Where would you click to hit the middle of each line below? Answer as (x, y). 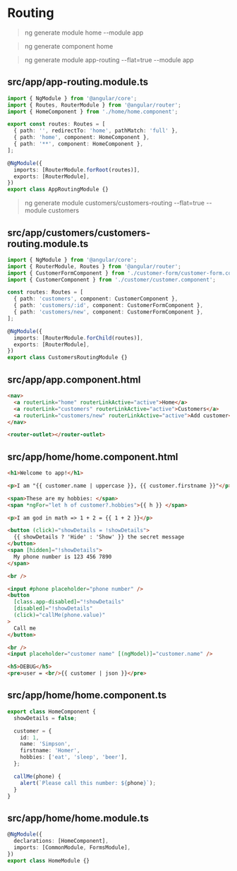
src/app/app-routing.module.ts (78, 82)
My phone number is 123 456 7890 (63, 557)
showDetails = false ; (45, 718)
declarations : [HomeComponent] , (61, 841)
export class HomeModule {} (49, 860)
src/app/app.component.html (74, 379)
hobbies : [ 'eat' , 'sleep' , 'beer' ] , (74, 757)
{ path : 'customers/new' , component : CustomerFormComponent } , (108, 312)
